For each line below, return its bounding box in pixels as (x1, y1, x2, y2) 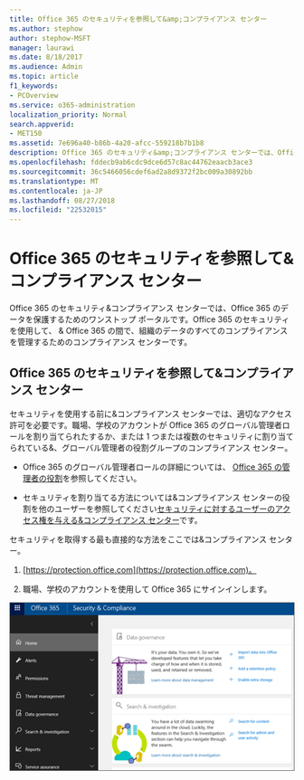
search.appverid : (9, 119, 75, 128)
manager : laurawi (9, 43, 75, 52)
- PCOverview (9, 90, 59, 100)
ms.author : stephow (9, 24, 83, 33)
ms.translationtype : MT (9, 176, 100, 185)
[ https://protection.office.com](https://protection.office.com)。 (22, 564, 257, 575)
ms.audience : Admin (9, 62, 83, 71)
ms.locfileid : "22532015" (9, 205, 107, 214)
